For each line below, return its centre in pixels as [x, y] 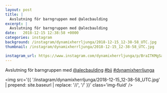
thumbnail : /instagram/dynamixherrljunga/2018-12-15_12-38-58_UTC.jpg [80, 47]
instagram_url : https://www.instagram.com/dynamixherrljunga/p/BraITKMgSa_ [85, 56]
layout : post [19, 10]
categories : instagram [29, 38]
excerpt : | [16, 24]
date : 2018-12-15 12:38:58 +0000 [42, 33]
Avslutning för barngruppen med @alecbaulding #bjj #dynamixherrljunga [80, 70]
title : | [14, 14]
